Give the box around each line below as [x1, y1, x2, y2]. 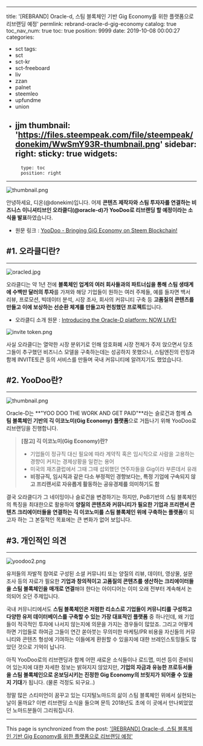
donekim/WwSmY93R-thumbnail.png [14, 140, 161, 150]
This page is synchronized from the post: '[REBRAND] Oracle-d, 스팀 [6, 725, 177, 733]
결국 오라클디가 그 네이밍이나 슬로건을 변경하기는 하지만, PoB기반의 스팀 [6, 494, 176, 501]
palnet [14, 84, 31, 91]
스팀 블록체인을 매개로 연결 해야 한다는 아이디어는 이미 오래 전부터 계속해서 [12, 585, 186, 593]
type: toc [21, 164, 45, 171]
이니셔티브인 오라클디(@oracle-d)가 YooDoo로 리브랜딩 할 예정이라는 [22, 206, 187, 213]
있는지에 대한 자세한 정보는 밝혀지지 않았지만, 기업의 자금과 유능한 [12, 664, 167, 671]
